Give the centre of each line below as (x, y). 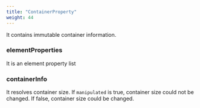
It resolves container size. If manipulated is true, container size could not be (100, 92)
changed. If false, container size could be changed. (70, 99)
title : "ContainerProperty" (42, 12)
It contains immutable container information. (61, 34)
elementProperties (34, 50)
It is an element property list (41, 63)
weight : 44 (20, 17)
